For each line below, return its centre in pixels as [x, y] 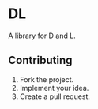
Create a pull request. [55, 96]
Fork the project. [47, 79]
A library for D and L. [42, 36]
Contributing [40, 60]
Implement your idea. [54, 88]
